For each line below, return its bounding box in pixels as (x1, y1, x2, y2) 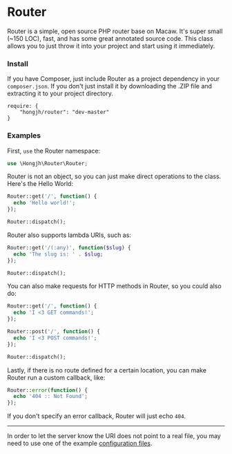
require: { (7, 103, 39, 110)
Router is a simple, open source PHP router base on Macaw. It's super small (7, 27, 223, 35)
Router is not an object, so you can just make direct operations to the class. (7, 172, 222, 180)
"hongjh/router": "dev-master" (19, 108, 110, 116)
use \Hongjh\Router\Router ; (7, 160, 88, 167)
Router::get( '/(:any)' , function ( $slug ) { (7, 244, 131, 251)
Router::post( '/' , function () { (7, 328, 100, 335)
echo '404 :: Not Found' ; (13, 393, 88, 400)
